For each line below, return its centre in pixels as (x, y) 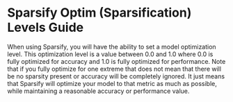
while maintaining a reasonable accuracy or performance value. (98, 91)
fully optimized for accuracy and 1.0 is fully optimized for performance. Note (116, 61)
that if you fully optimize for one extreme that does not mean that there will (114, 69)
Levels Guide (46, 27)
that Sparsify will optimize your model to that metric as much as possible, (112, 83)
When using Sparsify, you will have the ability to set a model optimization (112, 46)
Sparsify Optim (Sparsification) (99, 13)
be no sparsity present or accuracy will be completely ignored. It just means (116, 76)
